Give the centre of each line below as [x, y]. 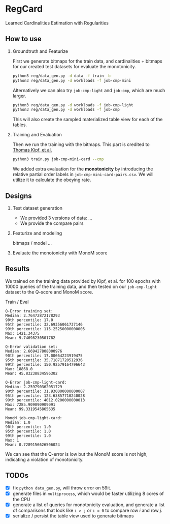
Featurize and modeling [37, 233]
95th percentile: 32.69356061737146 [44, 324]
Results [18, 269]
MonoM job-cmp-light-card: [34, 418]
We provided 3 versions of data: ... [56, 218]
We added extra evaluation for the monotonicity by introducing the [83, 169]
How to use [23, 39]
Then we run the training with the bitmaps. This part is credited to [81, 144]
